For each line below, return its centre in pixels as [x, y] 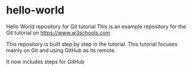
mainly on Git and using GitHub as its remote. [61, 50]
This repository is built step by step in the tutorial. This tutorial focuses [92, 44]
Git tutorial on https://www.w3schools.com [58, 32]
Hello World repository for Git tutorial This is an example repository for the [96, 26]
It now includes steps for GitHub [45, 62]
